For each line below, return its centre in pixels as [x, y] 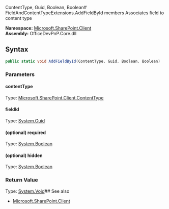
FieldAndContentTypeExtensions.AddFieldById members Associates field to [85, 13]
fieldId [12, 110]
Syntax [17, 50]
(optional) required [26, 133]
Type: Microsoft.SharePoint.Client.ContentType [54, 98]
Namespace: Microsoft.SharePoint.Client [48, 28]
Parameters [20, 74]
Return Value [22, 180]
